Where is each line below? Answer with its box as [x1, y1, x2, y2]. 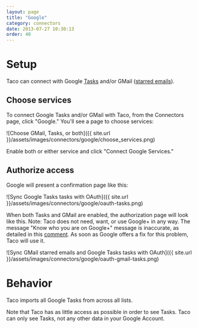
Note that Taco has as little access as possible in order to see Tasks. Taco [6, 308, 191, 315]
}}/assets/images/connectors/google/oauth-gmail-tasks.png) [6, 255, 159, 263]
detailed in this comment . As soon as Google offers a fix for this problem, [6, 230, 189, 238]
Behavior [6, 276, 53, 290]
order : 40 [6, 32, 31, 38]
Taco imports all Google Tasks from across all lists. [6, 296, 133, 304]
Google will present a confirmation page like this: [6, 181, 128, 189]
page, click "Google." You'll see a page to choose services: [6, 118, 154, 125]
